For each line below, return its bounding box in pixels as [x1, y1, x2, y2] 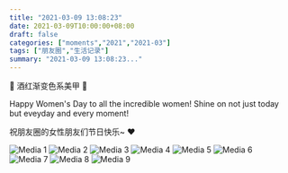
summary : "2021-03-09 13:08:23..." [9, 55, 143, 64]
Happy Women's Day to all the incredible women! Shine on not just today [9, 99, 279, 108]
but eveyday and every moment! [9, 108, 129, 118]
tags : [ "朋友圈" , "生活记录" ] [9, 47, 110, 56]
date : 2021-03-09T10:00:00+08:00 [9, 22, 135, 30]
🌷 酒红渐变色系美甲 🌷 [9, 81, 88, 91]
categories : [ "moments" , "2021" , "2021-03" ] [9, 38, 171, 48]
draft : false [9, 30, 58, 39]
